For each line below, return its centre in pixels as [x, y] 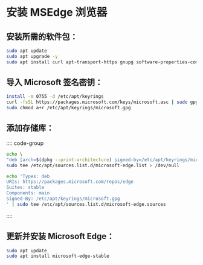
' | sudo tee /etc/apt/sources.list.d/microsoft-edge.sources [86, 204]
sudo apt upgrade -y [32, 56]
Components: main [28, 193]
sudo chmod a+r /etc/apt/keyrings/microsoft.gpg [69, 108]
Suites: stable [25, 188]
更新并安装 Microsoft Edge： [60, 236]
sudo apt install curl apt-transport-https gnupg [70, 62]
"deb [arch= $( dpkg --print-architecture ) [59, 160]
